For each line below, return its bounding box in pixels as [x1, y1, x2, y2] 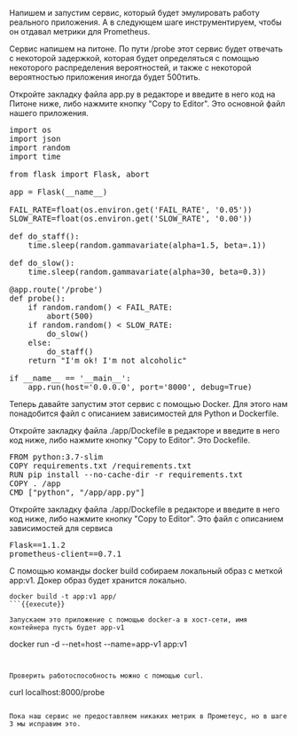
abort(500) [46, 311, 94, 321]
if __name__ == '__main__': [9, 373, 131, 383]
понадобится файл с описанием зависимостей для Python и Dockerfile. [9, 408, 279, 419]
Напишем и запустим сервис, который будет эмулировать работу [9, 8, 260, 18]
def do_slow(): [9, 258, 75, 268]
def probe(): [9, 294, 66, 303]
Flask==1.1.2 [9, 540, 66, 550]
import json [9, 134, 61, 144]
